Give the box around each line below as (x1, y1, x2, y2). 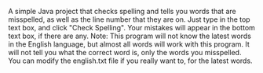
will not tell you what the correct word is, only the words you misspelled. (8, 48, 242, 57)
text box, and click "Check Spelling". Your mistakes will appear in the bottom (8, 23, 255, 32)
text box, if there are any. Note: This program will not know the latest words (8, 31, 251, 40)
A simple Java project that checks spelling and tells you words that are (8, 7, 237, 16)
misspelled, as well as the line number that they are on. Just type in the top (8, 15, 250, 24)
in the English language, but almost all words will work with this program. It (8, 40, 250, 49)
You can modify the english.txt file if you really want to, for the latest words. (8, 56, 253, 65)
